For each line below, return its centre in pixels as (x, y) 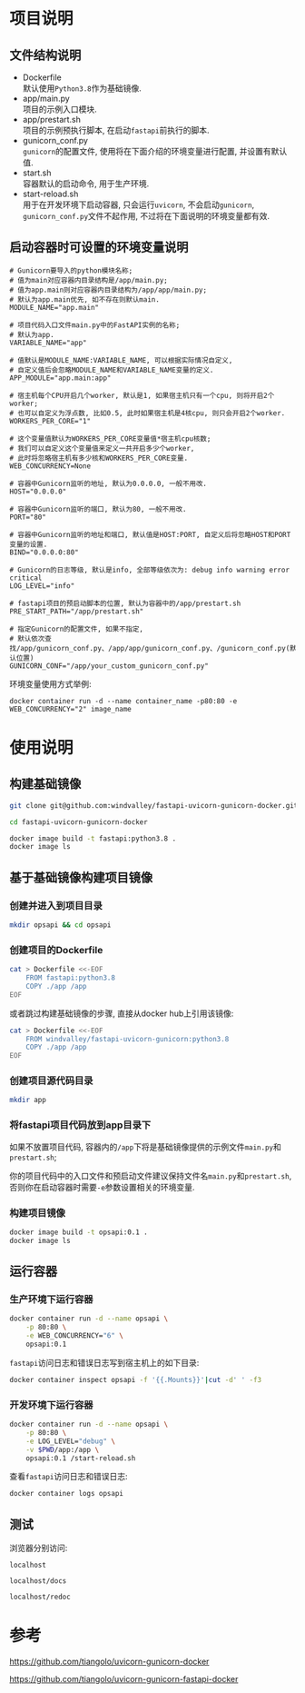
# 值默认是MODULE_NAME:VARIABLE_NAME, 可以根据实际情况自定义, (121, 360)
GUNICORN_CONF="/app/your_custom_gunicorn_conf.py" (109, 666)
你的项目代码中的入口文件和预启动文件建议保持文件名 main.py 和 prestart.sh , (151, 1175)
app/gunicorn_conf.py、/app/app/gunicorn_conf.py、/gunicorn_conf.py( (155, 648)
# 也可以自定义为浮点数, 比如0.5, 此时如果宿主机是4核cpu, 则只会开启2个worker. (148, 413)
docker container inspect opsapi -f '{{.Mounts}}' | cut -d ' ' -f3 (135, 1379)
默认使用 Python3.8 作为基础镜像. (82, 88)
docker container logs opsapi (67, 1494)
